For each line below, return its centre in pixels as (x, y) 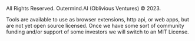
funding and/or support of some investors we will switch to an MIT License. (98, 32)
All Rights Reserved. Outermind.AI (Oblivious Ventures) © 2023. (83, 8)
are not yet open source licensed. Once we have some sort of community (95, 26)
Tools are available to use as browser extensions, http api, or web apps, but (98, 19)
